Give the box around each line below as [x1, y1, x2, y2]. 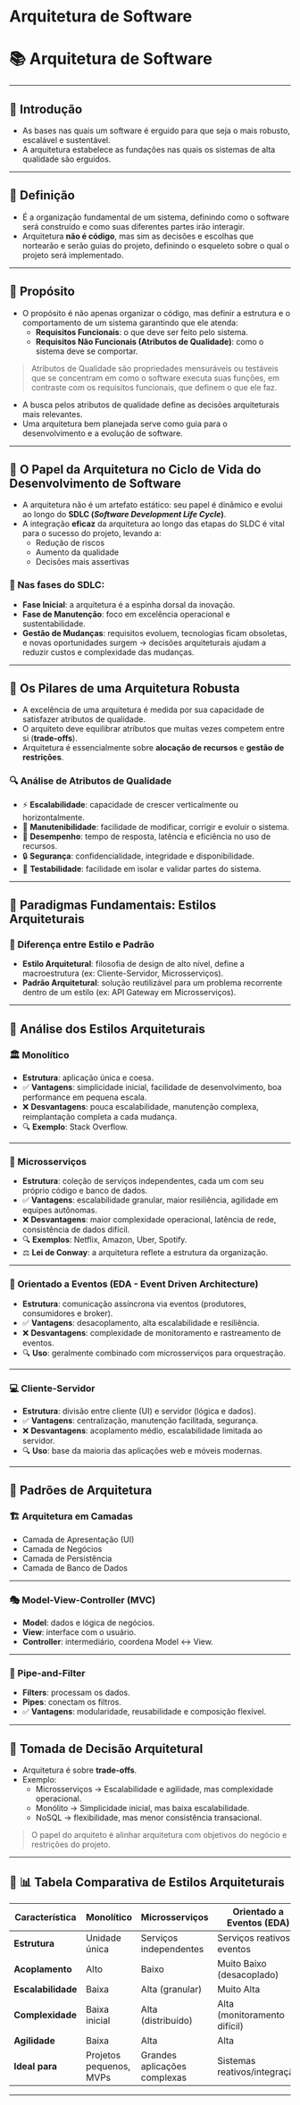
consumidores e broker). [21, 1307, 113, 1319]
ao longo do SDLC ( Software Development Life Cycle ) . [21, 509, 227, 520]
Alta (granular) [140, 1983, 203, 1995]
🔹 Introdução [9, 101, 83, 117]
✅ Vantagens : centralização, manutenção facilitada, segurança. [21, 1415, 259, 1426]
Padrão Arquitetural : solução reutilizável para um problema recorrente [21, 977, 283, 988]
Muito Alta [217, 1983, 261, 1995]
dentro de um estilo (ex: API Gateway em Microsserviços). [21, 987, 237, 998]
